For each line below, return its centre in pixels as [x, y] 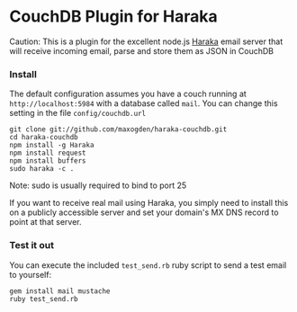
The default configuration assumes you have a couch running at [128, 94]
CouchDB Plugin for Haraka [113, 17]
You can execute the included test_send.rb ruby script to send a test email [148, 265]
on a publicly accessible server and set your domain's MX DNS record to [144, 212]
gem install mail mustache [60, 291]
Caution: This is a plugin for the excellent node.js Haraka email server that [146, 41]
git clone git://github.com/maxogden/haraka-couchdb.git [118, 129]
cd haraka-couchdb [44, 138]
